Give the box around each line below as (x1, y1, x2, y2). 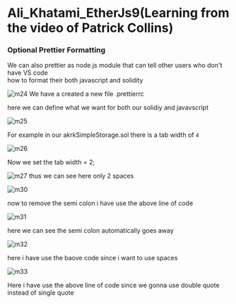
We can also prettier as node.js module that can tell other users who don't (7, 61, 223, 70)
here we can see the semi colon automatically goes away (7, 226, 175, 235)
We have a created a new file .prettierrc (29, 90, 144, 98)
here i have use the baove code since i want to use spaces (7, 254, 178, 262)
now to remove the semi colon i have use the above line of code (7, 199, 194, 207)
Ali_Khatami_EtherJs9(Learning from (7, 5, 230, 21)
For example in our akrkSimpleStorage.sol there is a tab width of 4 (7, 130, 199, 139)
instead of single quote (7, 288, 74, 297)
